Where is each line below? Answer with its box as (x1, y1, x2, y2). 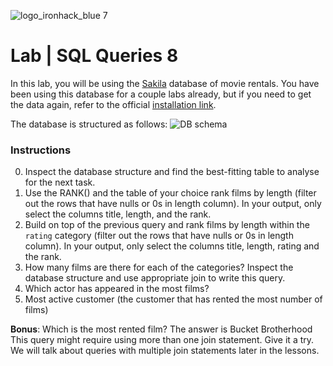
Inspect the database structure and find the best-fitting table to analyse (24, 166, 320, 178)
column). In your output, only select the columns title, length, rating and (24, 240, 320, 252)
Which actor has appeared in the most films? (24, 283, 210, 295)
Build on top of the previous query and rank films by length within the (24, 219, 310, 231)
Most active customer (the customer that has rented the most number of (24, 293, 323, 305)
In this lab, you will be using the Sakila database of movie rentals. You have (10, 77, 320, 89)
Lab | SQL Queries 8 (10, 45, 179, 67)
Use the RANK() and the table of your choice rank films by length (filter (24, 187, 317, 199)
